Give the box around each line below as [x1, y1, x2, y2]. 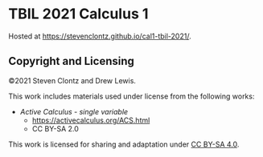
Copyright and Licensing [8, 54, 135, 68]
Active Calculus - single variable [19, 107, 129, 116]
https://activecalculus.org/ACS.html [31, 115, 150, 125]
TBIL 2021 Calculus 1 [8, 5, 149, 23]
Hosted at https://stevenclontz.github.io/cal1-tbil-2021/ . [8, 31, 191, 41]
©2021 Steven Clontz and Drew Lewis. [8, 75, 137, 85]
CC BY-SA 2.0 [31, 123, 79, 133]
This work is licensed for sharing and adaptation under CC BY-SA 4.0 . [8, 139, 240, 149]
